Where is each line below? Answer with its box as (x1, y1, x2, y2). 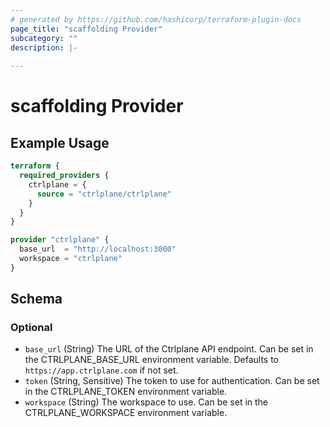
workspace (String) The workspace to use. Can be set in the (24, 396, 269, 408)
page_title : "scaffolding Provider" (10, 24, 163, 34)
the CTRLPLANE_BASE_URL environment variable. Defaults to (24, 354, 280, 366)
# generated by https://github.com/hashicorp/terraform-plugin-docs (10, 14, 302, 25)
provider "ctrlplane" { (10, 235, 110, 245)
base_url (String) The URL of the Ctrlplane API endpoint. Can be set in (24, 343, 314, 355)
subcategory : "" (10, 33, 78, 43)
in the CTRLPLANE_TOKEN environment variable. (24, 386, 228, 398)
